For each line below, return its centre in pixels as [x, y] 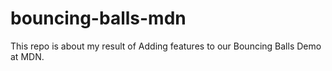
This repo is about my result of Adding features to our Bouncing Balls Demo [166, 46]
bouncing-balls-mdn [98, 18]
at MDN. [27, 56]
